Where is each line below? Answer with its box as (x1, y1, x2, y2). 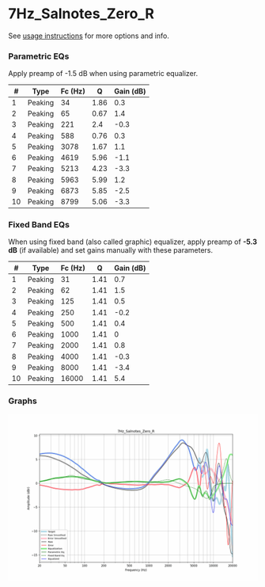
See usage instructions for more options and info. (8, 31, 170, 40)
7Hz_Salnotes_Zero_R (8, 5, 154, 23)
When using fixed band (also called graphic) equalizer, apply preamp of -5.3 (8, 237, 257, 246)
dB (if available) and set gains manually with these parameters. (8, 246, 214, 255)
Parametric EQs (8, 51, 70, 62)
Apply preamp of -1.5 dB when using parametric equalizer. (8, 69, 199, 78)
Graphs (8, 395, 37, 406)
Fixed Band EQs (8, 219, 70, 230)
